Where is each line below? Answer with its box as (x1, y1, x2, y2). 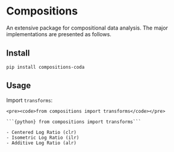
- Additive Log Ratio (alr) (6, 140, 77, 146)
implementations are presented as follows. (6, 30, 111, 37)
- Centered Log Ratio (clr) (6, 129, 77, 135)
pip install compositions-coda (6, 64, 85, 70)
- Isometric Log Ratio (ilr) (6, 135, 79, 141)
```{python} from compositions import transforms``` (6, 119, 141, 125)
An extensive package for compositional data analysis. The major (6, 24, 169, 31)
